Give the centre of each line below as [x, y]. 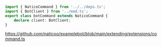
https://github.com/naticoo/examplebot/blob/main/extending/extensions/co [81, 34]
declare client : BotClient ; [42, 20]
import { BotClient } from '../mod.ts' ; [47, 11]
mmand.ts [15, 39]
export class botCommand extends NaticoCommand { [57, 16]
